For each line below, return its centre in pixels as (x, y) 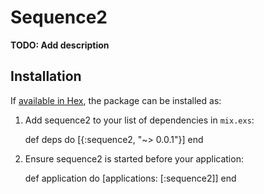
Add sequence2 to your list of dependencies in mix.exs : (139, 120)
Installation (46, 76)
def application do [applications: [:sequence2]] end (130, 178)
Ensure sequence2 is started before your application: (134, 158)
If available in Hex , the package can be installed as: (116, 100)
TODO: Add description (60, 45)
